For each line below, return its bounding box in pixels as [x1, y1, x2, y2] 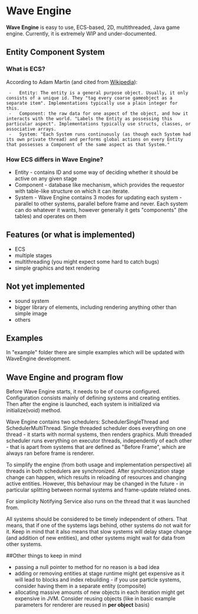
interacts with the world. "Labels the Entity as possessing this [6, 115, 173, 122]
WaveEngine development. [6, 355, 71, 362]
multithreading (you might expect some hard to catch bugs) [14, 258, 160, 265]
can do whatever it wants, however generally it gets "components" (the [14, 206, 188, 214]
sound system [14, 297, 49, 304]
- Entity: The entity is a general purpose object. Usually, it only [8, 90, 189, 96]
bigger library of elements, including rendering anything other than [14, 303, 177, 311]
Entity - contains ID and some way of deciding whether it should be [14, 169, 179, 176]
